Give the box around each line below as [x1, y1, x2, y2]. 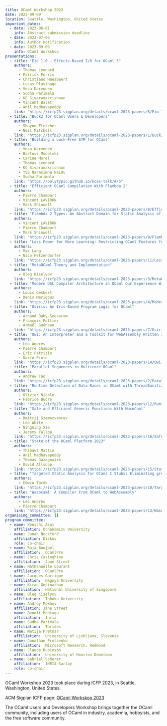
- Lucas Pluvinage [18, 81, 57, 86]
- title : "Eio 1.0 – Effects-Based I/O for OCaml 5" [9, 58, 121, 63]
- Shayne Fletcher [18, 123, 57, 128]
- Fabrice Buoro [18, 397, 52, 402]
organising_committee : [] [5, 513, 59, 518]
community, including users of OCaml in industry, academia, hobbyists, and [5, 710, 160, 716]
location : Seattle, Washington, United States [5, 16, 103, 21]
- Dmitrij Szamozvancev [18, 415, 68, 421]
